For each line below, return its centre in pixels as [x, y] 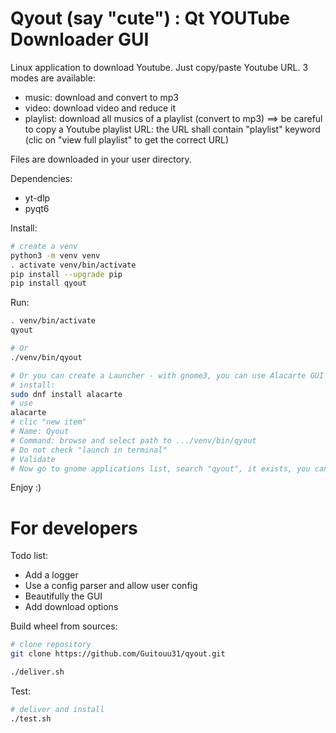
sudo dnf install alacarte [66, 394]
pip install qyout [48, 283]
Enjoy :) [26, 488]
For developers [74, 528]
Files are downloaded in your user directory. [101, 159]
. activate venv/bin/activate [73, 265]
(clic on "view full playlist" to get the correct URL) [127, 139]
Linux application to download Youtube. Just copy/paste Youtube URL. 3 [159, 67]
